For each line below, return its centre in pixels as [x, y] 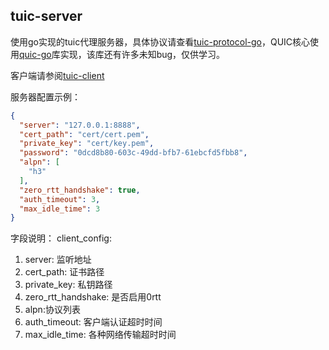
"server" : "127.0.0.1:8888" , [80, 125]
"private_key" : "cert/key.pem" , [87, 144]
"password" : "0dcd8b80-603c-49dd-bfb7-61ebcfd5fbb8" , [133, 153]
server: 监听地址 [58, 260]
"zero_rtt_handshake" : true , [80, 190]
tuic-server [46, 16]
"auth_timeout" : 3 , [60, 199]
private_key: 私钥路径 [68, 285]
